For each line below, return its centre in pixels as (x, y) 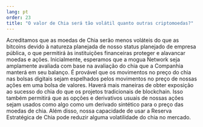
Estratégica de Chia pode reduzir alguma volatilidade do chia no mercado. (99, 117)
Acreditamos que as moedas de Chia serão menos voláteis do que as (93, 41)
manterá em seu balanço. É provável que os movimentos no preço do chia (99, 73)
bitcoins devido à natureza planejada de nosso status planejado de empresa (101, 47)
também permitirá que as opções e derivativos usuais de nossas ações (95, 98)
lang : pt (17, 12)
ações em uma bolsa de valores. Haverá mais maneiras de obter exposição (100, 85)
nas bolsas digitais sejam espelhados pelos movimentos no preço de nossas (102, 79)
